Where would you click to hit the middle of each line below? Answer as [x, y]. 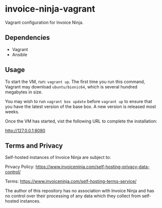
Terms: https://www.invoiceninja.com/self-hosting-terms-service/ [71, 181]
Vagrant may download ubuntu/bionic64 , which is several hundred [71, 87]
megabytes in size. [24, 92]
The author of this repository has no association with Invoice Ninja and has [80, 191]
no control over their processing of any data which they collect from [73, 196]
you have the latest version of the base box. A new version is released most [81, 106]
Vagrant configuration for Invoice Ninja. [44, 22]
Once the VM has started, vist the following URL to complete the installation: [81, 121]
